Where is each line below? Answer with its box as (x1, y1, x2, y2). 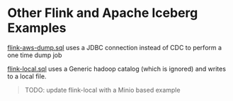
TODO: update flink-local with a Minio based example (24, 85, 181, 94)
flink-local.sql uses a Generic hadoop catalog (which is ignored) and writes (7, 64, 227, 73)
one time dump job (7, 51, 62, 59)
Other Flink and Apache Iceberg (7, 5, 198, 21)
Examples (7, 20, 67, 36)
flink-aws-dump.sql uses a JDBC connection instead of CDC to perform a (7, 43, 222, 52)
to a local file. (7, 72, 47, 81)
